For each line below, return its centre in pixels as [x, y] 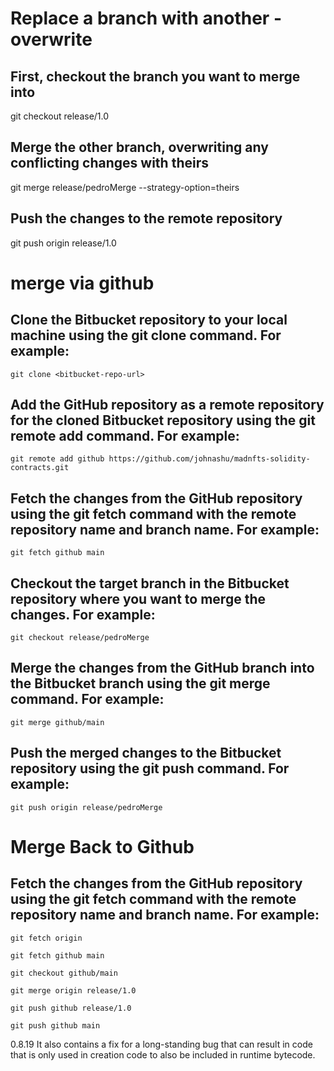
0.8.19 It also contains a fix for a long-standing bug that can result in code [161, 1044]
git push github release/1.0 [71, 1008]
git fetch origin [46, 938]
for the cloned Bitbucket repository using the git [163, 420]
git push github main [55, 1025]
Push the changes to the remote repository [146, 218]
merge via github [82, 283]
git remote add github [57, 459]
